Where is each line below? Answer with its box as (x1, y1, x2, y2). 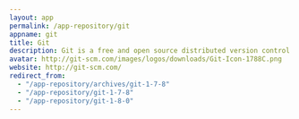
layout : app (9, 13, 54, 22)
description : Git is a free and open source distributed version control (9, 47, 291, 55)
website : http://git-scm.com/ (9, 64, 123, 72)
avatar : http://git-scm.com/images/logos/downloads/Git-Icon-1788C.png (9, 55, 282, 64)
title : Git (9, 38, 50, 47)
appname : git (9, 30, 58, 38)
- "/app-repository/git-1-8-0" (17, 96, 134, 106)
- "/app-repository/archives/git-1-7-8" (17, 80, 170, 89)
